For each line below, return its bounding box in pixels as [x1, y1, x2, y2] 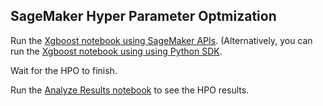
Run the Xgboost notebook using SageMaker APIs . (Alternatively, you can [10, 34, 313, 46]
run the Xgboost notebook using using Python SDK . [10, 45, 223, 57]
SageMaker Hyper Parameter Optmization [10, 8, 277, 25]
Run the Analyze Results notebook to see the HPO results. [10, 84, 250, 96]
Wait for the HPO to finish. [10, 64, 118, 76]
